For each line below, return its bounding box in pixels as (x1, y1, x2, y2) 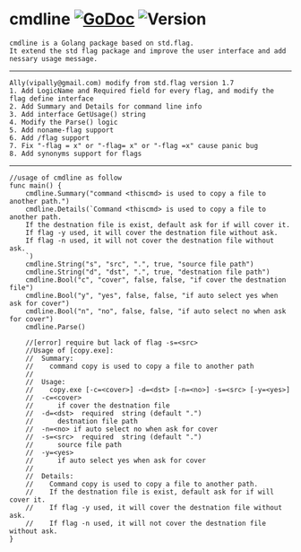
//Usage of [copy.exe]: (25, 346, 115, 355)
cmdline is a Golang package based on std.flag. (9, 39, 194, 48)
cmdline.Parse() (25, 322, 87, 331)
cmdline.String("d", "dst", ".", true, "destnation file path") (25, 267, 271, 276)
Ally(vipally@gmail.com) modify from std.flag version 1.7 (9, 78, 235, 87)
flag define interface (9, 94, 94, 103)
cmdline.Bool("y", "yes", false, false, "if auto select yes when (25, 291, 279, 300)
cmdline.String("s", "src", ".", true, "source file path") (25, 259, 254, 268)
